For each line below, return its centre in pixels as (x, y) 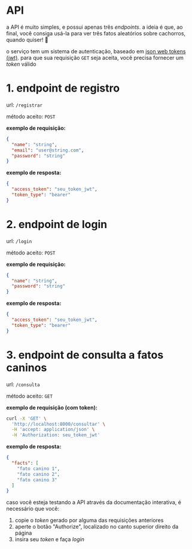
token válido (21, 64)
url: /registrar (25, 105)
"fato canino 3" (37, 480)
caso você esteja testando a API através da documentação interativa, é (94, 502)
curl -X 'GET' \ (26, 418)
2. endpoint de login (57, 224)
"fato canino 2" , (39, 474)
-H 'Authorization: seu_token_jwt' (56, 435)
